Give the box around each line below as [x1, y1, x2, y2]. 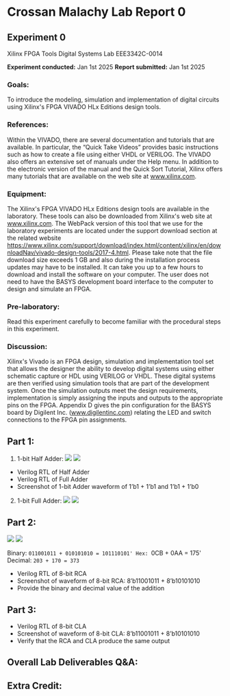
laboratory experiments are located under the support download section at [7, 226, 218, 235]
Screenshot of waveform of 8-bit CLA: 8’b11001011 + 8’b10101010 [16, 629, 201, 638]
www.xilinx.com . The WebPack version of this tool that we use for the [7, 219, 203, 227]
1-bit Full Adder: [16, 496, 62, 505]
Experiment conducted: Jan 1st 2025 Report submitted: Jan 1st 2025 [7, 63, 205, 71]
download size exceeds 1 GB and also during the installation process [7, 255, 201, 264]
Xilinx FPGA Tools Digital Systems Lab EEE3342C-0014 [7, 49, 163, 58]
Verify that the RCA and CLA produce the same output [16, 636, 170, 645]
